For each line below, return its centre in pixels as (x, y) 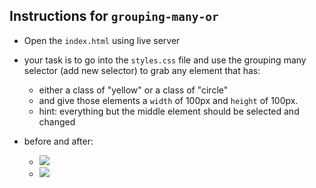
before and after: (58, 141)
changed (57, 121)
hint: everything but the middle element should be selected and (169, 111)
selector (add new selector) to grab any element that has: (142, 70)
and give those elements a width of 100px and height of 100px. (168, 100)
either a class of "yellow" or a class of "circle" (133, 90)
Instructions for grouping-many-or (114, 16)
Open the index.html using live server (102, 40)
